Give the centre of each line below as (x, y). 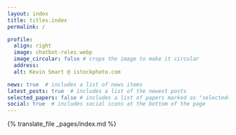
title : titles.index (38, 20)
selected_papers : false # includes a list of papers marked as (102, 98)
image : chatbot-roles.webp (53, 52)
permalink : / (26, 27)
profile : (20, 39)
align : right (33, 46)
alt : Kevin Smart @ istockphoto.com (67, 72)
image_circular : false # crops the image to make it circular (106, 59)
